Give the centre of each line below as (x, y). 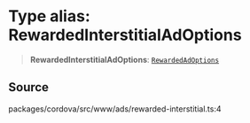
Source (29, 87)
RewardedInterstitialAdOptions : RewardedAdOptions (124, 59)
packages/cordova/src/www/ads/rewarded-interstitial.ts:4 (115, 109)
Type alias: (49, 16)
